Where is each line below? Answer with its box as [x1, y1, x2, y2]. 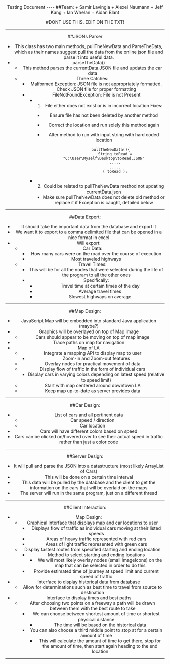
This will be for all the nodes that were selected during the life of [29, 267, 163, 272]
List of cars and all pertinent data [54, 412, 123, 418]
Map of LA [77, 345, 100, 351]
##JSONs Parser [67, 34, 103, 39]
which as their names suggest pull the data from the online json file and [14, 49, 163, 55]
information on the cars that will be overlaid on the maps [30, 485, 148, 491]
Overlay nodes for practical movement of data [45, 361, 141, 367]
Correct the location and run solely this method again [48, 122, 159, 128]
